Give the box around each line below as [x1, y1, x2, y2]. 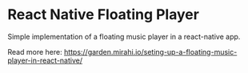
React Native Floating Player [7, 6, 199, 24]
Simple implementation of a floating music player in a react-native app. [7, 32, 241, 41]
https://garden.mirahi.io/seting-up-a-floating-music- [63, 47, 238, 56]
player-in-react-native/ [7, 56, 83, 65]
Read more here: [7, 47, 62, 56]
